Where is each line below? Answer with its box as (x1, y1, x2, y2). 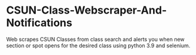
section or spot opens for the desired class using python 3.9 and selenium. (6, 42, 191, 49)
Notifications (6, 16, 73, 30)
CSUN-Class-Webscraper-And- (6, 4, 167, 17)
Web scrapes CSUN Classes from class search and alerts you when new (6, 35, 185, 43)
